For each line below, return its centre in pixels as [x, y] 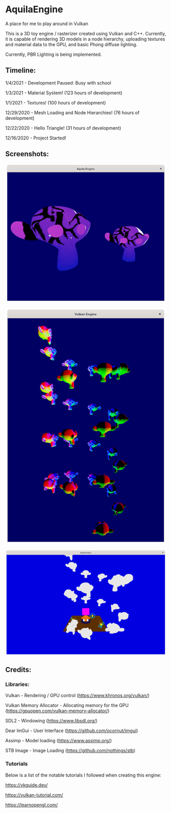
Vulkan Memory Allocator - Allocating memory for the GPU [67, 705]
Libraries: [17, 684]
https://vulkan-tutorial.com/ [34, 795]
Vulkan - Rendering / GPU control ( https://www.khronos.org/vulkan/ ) [77, 696]
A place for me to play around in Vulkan [47, 24]
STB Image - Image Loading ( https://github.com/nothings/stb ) [70, 751]
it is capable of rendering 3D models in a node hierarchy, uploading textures [85, 39]
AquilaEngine [34, 9]
